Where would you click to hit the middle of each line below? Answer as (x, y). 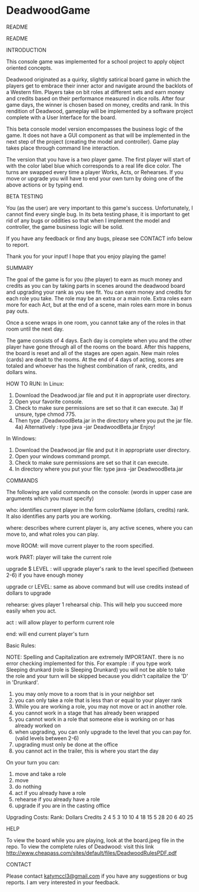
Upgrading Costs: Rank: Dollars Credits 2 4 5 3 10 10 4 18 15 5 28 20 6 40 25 (100, 817)
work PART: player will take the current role (59, 557)
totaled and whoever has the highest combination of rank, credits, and (92, 366)
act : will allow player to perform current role (60, 622)
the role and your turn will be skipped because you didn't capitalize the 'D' (97, 676)
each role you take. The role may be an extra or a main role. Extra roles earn (99, 298)
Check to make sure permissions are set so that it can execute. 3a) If (99, 408)
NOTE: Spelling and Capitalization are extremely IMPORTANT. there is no (95, 657)
